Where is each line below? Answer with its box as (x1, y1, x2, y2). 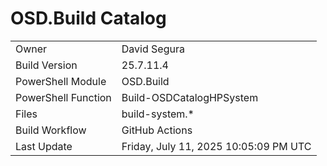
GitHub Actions (121, 123, 193, 137)
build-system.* (121, 107, 195, 121)
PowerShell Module (15, 74, 107, 88)
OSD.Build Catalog (10, 7, 167, 30)
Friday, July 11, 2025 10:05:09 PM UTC (121, 139, 312, 153)
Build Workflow (15, 123, 87, 137)
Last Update (15, 139, 73, 153)
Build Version (15, 58, 78, 72)
